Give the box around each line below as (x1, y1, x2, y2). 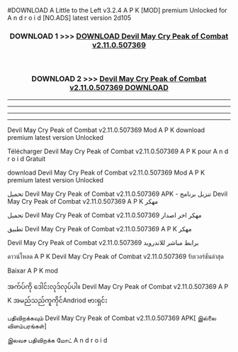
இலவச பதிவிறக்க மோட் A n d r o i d (7, 336, 108, 344)
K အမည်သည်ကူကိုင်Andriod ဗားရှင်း (7, 296, 108, 304)
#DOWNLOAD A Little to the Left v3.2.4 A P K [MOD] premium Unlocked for (7, 6, 228, 14)
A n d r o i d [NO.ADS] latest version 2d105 (7, 13, 132, 22)
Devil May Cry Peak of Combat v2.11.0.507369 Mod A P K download (7, 126, 205, 134)
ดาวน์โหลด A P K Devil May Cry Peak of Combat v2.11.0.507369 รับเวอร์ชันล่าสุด (7, 252, 225, 260)
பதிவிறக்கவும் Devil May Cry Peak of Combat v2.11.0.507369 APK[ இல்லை (7, 314, 217, 322)
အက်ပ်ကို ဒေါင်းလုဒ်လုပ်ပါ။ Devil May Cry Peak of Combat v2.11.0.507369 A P (7, 282, 229, 290)
